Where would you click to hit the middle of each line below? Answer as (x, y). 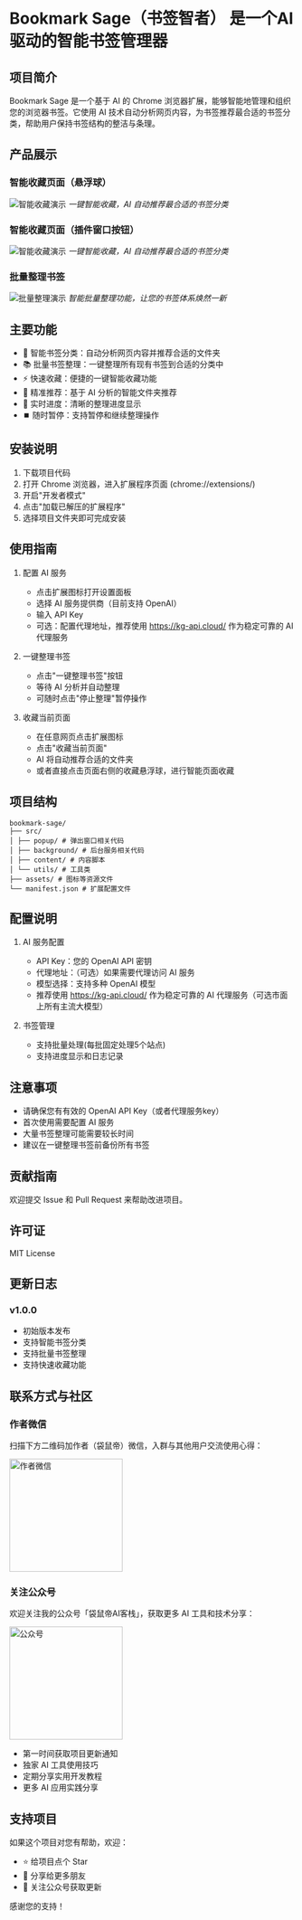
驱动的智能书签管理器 (89, 41)
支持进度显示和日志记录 (80, 1056)
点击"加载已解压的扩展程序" (74, 506)
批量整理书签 (38, 277)
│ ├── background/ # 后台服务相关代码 (77, 850)
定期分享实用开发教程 (62, 1776)
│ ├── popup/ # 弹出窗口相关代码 (67, 841)
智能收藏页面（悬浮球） (60, 183)
